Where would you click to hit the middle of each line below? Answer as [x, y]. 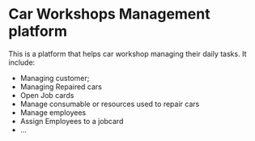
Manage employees [53, 112]
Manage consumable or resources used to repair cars [110, 104]
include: [22, 62]
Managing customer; [55, 78]
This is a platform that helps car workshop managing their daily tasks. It [127, 53]
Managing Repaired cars [61, 87]
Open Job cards [47, 95]
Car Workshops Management [109, 14]
